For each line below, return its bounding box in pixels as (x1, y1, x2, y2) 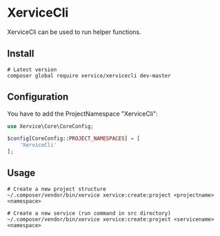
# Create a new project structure (7, 185, 107, 192)
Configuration (7, 91, 69, 103)
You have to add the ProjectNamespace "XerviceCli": (7, 109, 159, 118)
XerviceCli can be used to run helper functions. (7, 28, 141, 36)
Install (7, 48, 34, 60)
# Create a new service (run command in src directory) (7, 210, 171, 217)
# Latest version (7, 66, 57, 73)
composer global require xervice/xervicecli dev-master (7, 72, 171, 79)
